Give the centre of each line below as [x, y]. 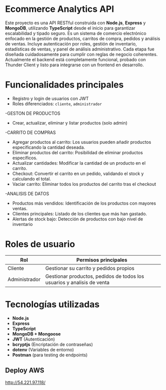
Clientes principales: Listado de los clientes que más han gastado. [80, 214]
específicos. [25, 158]
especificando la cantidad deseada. [49, 147]
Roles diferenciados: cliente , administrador [57, 104]
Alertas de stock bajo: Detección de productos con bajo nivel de [78, 219]
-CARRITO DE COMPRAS [30, 132]
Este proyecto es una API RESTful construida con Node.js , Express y [75, 23]
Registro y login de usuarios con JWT [50, 98]
